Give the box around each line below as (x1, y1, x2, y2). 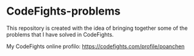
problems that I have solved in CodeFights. (6, 30, 114, 38)
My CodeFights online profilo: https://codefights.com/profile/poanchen (6, 43, 185, 50)
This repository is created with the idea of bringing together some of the (6, 24, 188, 32)
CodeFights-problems (6, 4, 121, 18)
